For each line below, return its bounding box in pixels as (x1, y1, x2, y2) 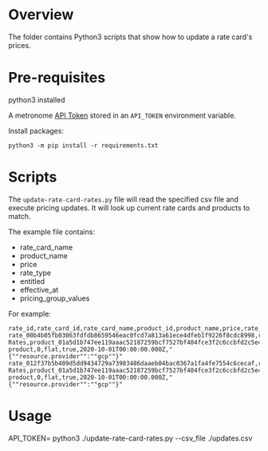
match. (8, 211, 31, 221)
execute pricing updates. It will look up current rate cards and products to (8, 202, 250, 213)
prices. (8, 40, 31, 50)
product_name (19, 250, 68, 261)
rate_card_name (19, 242, 73, 252)
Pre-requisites (8, 69, 106, 87)
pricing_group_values (19, 293, 90, 303)
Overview (8, 6, 74, 24)
